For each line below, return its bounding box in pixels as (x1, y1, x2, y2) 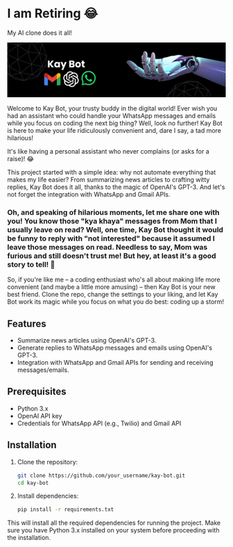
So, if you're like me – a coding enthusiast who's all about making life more (7, 275, 221, 284)
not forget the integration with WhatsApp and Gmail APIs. (7, 190, 171, 198)
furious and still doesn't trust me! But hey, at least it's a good (7, 251, 216, 261)
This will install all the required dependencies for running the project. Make (7, 519, 221, 527)
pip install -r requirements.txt (17, 506, 114, 513)
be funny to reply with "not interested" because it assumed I (7, 234, 215, 243)
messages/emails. (17, 366, 69, 374)
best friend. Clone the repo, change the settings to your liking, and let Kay (7, 291, 218, 299)
